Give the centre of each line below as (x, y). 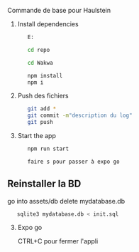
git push (40, 122)
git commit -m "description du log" (80, 116)
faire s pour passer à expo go (73, 162)
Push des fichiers (43, 96)
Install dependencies (48, 24)
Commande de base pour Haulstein (59, 10)
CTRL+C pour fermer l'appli (58, 241)
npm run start (48, 149)
